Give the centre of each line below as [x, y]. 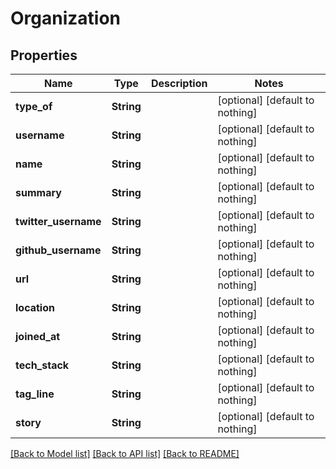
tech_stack [42, 365]
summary [38, 192]
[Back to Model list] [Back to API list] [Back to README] [125, 453]
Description [179, 83]
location [35, 307]
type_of [34, 106]
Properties [44, 55]
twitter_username [58, 221]
